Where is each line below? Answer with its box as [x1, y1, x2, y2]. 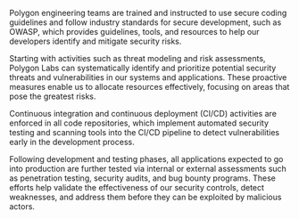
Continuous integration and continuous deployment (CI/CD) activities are [9, 109, 277, 118]
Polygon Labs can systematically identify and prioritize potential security [9, 62, 277, 73]
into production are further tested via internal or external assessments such [9, 164, 287, 174]
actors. [9, 201, 36, 212]
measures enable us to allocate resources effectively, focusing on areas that [9, 82, 290, 92]
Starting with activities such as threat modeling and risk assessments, [9, 53, 266, 63]
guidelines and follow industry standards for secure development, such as [9, 17, 282, 28]
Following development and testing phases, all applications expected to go [9, 154, 284, 164]
